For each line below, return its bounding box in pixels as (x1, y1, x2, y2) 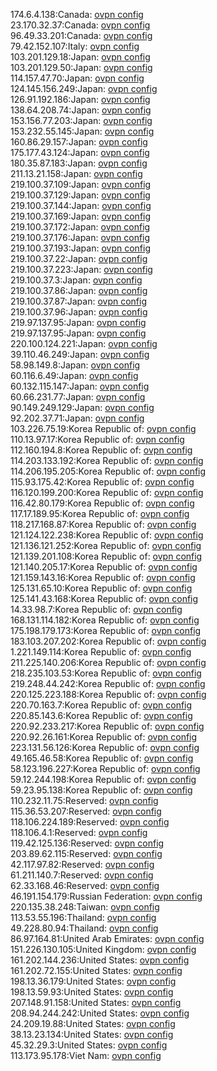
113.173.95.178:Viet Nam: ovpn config (10, 1050, 162, 1061)
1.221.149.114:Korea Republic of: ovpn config (10, 646, 192, 658)
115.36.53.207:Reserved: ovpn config (10, 805, 162, 817)
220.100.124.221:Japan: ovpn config (10, 338, 158, 349)
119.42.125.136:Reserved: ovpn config (10, 837, 165, 849)
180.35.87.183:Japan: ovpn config (10, 157, 148, 169)
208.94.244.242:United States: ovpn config (10, 1007, 190, 1019)
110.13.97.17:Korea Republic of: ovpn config (10, 434, 185, 445)
